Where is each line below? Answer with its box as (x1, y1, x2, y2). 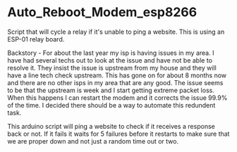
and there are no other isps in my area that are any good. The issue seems (7, 78, 224, 87)
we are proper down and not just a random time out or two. (7, 137, 178, 145)
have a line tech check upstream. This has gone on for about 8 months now (7, 71, 227, 80)
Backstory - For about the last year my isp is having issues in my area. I (7, 49, 214, 57)
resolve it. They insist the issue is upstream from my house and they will (7, 63, 217, 72)
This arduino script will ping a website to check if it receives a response (7, 122, 215, 130)
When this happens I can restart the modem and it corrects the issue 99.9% (7, 93, 228, 102)
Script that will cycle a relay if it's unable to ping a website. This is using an (7, 27, 225, 36)
